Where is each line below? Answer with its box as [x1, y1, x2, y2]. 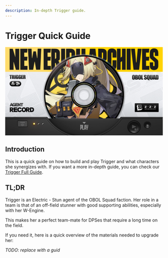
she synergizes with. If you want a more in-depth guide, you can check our [5, 164, 160, 170]
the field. [5, 222, 23, 228]
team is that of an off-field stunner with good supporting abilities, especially [5, 202, 161, 208]
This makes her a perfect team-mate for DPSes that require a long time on [5, 217, 158, 223]
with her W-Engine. [5, 207, 45, 213]
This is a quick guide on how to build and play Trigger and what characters [5, 158, 159, 164]
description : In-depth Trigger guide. [5, 8, 86, 13]
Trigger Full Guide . [5, 169, 43, 175]
